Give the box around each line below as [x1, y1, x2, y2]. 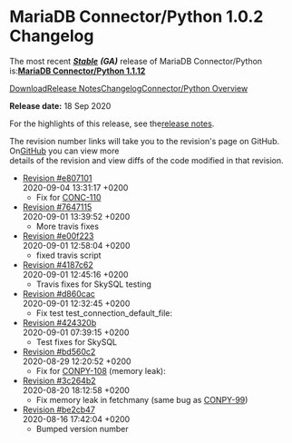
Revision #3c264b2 [22, 375, 97, 386]
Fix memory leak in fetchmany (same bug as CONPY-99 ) [35, 394, 248, 405]
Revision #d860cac [22, 288, 95, 299]
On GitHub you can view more [9, 145, 120, 156]
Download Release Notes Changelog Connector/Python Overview [9, 83, 248, 94]
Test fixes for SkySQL [35, 336, 118, 347]
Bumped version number [35, 423, 129, 434]
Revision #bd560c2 [22, 346, 96, 357]
